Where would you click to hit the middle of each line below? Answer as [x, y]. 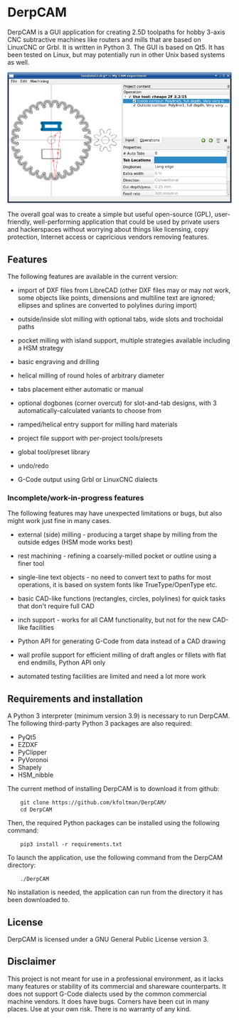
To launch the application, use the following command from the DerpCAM [115, 858]
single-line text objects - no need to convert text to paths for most [114, 577]
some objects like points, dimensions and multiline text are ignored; [116, 298]
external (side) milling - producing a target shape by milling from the [118, 535]
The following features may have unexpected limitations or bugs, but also [115, 513]
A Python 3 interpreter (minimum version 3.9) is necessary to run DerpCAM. [118, 716]
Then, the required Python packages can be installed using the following [113, 823]
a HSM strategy [41, 348]
